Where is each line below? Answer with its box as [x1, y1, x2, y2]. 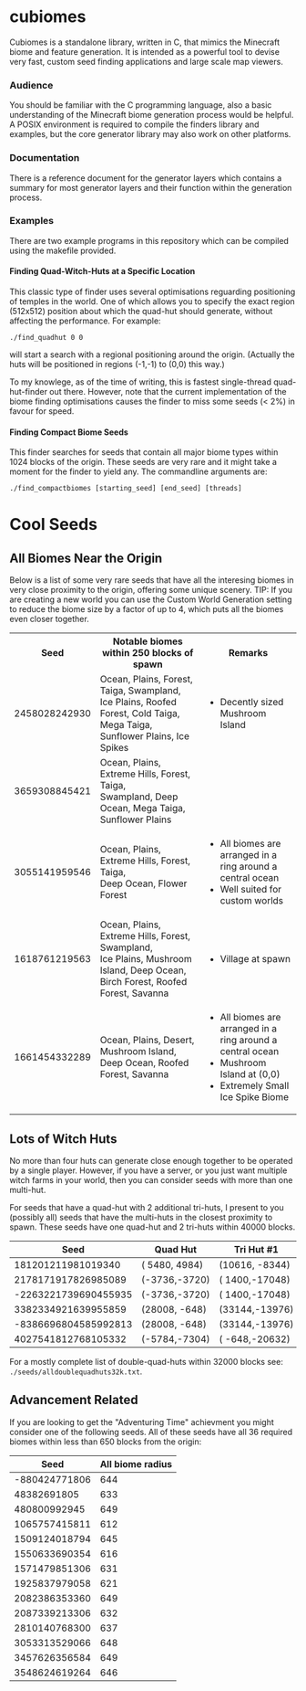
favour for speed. [9, 406, 75, 417]
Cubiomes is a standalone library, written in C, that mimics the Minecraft [9, 37, 280, 48]
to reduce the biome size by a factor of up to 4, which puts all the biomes [9, 604, 284, 615]
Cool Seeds [9, 514, 98, 535]
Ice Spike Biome [219, 1091, 290, 1104]
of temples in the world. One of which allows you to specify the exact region [9, 296, 296, 307]
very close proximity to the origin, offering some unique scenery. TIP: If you [9, 585, 293, 596]
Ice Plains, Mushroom [99, 953, 193, 966]
